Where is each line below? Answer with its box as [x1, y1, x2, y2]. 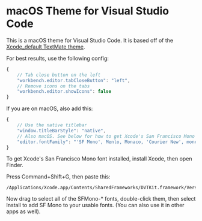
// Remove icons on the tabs [17, 83, 90, 89]
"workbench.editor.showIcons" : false [17, 89, 112, 95]
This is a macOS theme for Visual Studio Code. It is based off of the [6, 37, 173, 44]
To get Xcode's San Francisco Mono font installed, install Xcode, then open [6, 155, 192, 162]
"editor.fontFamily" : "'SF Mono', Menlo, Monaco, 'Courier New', [17, 139, 185, 145]
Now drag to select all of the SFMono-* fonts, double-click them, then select [6, 195, 196, 202]
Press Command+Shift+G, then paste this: [6, 173, 111, 180]
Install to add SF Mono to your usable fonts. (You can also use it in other [6, 202, 185, 209]
